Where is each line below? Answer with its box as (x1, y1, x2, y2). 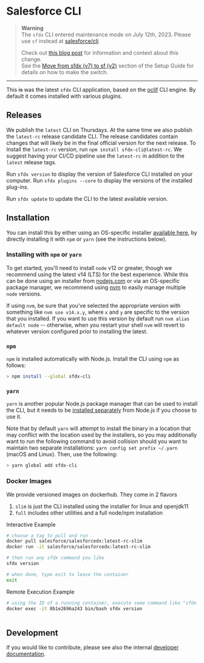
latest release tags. (6, 158, 56, 165)
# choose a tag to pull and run (6, 532, 88, 539)
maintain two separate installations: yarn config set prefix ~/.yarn (6, 444, 178, 451)
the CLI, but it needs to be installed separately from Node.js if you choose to (6, 406, 197, 414)
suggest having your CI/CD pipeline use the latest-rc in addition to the (6, 152, 185, 159)
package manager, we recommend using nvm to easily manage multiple (6, 283, 186, 291)
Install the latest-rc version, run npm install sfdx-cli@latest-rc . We (6, 145, 182, 153)
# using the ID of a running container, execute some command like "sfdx (6, 600, 197, 606)
